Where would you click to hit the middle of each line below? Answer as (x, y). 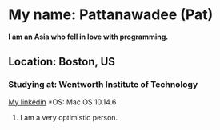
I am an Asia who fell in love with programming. (88, 37)
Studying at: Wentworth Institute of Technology (103, 85)
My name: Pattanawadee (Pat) (111, 15)
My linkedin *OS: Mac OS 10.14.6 (62, 102)
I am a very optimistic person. (69, 117)
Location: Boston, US (62, 62)
